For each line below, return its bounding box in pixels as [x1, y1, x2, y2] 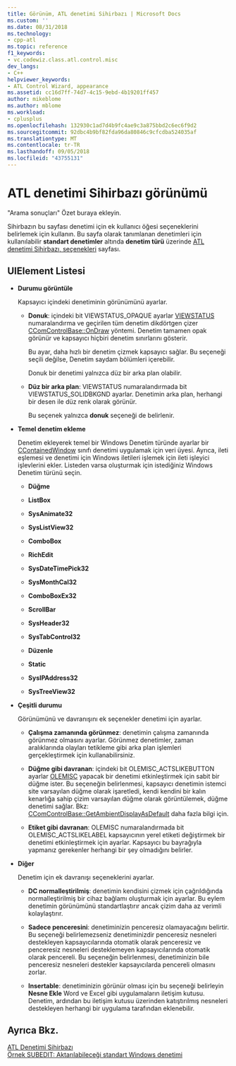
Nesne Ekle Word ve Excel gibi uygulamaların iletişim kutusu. [27, 989, 206, 998]
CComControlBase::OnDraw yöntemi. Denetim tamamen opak [27, 326, 207, 335]
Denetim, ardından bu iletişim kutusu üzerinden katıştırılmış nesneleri [27, 996, 228, 1005]
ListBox [27, 496, 51, 504]
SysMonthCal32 [27, 577, 77, 586]
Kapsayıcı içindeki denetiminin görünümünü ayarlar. [17, 297, 168, 306]
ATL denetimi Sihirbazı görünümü [7, 185, 208, 201]
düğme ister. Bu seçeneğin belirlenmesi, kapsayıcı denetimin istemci [27, 779, 227, 788]
